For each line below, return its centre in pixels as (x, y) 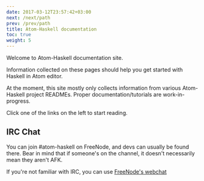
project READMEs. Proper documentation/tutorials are (94, 94)
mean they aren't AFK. (35, 160)
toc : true (19, 35)
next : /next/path (28, 18)
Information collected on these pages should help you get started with (95, 70)
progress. (18, 101)
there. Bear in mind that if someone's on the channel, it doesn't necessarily (101, 153)
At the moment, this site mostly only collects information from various (94, 88)
